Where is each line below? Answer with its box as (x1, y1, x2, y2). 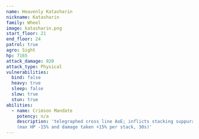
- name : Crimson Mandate (11, 108, 73, 114)
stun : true (11, 96, 38, 102)
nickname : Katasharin (6, 14, 60, 20)
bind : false (11, 75, 41, 80)
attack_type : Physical (6, 63, 62, 70)
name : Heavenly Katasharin (6, 8, 73, 15)
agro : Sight (6, 47, 36, 53)
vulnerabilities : (6, 69, 49, 75)
